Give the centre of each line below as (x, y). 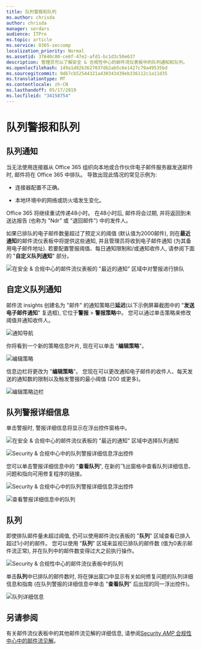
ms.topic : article (29, 40)
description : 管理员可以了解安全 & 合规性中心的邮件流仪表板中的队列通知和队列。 (97, 62)
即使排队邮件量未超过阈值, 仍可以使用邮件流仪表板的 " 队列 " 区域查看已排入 (98, 536)
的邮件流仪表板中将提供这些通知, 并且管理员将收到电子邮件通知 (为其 (102, 241)
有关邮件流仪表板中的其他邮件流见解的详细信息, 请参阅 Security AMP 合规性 (99, 633)
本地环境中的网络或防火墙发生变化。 (60, 200)
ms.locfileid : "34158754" (38, 96)
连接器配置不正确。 (39, 187)
